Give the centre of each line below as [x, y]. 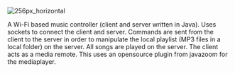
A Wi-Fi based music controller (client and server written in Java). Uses [112, 24]
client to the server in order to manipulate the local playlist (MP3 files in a [114, 39]
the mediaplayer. [32, 62]
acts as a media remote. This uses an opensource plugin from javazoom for [118, 54]
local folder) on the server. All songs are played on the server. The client [113, 47]
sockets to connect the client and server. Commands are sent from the [111, 32]
